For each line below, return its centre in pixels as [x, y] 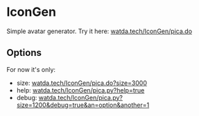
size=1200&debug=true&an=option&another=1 [83, 105]
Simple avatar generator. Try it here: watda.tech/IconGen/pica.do [99, 31]
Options [24, 53]
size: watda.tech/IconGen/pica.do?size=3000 [81, 83]
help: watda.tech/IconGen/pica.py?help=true [80, 90]
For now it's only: [31, 69]
